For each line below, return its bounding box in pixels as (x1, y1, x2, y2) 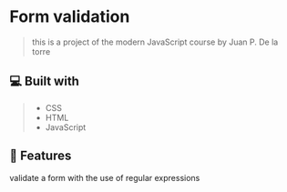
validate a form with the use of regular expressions (9, 172, 200, 183)
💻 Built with (9, 74, 80, 89)
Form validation (9, 6, 130, 27)
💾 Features (9, 148, 72, 164)
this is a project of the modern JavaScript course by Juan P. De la (31, 36, 279, 47)
